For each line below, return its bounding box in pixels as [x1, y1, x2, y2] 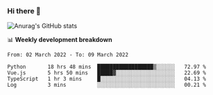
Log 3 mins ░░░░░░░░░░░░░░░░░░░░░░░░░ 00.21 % [7, 82, 207, 89]
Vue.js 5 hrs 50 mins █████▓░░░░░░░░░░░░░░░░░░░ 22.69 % [7, 70, 207, 76]
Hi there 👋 [7, 6, 42, 16]
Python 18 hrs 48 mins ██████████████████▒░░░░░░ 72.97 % [7, 63, 207, 71]
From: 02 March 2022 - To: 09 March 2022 [7, 52, 129, 59]
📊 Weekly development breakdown [7, 36, 112, 44]
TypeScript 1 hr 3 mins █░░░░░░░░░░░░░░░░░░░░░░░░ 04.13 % [7, 76, 207, 83]
